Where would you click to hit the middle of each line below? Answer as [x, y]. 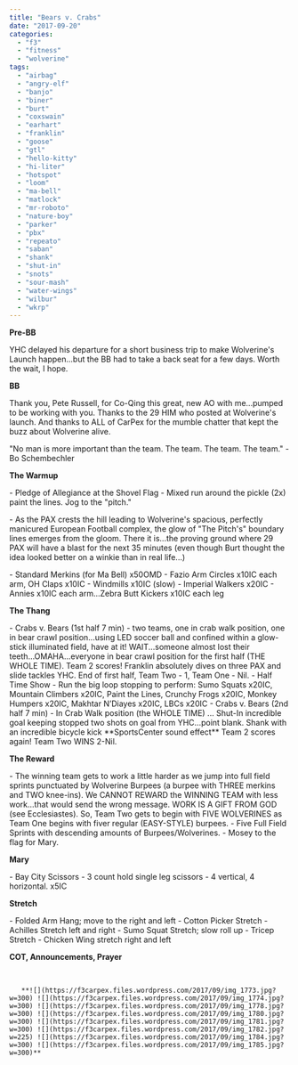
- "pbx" [32, 232]
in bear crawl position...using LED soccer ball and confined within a [133, 638]
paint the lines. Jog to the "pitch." [70, 502]
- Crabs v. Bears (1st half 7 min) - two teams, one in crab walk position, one [147, 628]
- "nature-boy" [45, 216]
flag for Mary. [34, 842]
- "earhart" [40, 126]
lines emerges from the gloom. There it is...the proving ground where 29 [141, 539]
